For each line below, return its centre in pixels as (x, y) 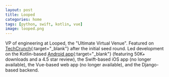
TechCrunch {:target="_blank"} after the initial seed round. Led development (84, 49)
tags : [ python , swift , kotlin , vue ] (44, 24)
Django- (150, 65)
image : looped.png (25, 29)
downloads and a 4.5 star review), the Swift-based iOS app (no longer (78, 59)
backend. (29, 70)
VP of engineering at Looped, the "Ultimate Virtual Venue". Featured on (79, 43)
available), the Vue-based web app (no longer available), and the (73, 65)
